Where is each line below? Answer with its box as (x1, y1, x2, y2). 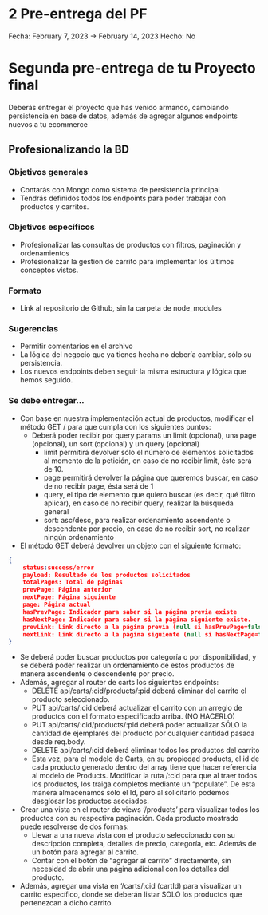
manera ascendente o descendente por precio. (19, 669, 175, 679)
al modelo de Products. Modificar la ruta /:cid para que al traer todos (31, 771, 258, 781)
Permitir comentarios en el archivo (19, 341, 133, 351)
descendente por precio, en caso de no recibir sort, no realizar (43, 524, 250, 533)
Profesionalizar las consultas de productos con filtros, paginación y (19, 240, 242, 249)
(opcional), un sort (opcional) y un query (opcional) (31, 438, 200, 448)
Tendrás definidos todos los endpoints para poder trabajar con (19, 193, 227, 203)
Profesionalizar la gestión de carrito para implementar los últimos (19, 256, 235, 266)
